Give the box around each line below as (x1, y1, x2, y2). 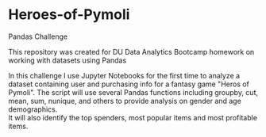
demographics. (8, 105, 58, 114)
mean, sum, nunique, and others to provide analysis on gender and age (8, 96, 242, 105)
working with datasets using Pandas (8, 55, 127, 65)
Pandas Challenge (8, 32, 68, 41)
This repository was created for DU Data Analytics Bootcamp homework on (8, 47, 255, 56)
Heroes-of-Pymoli (8, 6, 130, 24)
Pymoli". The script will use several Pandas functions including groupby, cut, (8, 87, 259, 97)
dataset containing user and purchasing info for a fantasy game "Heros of (8, 79, 250, 89)
